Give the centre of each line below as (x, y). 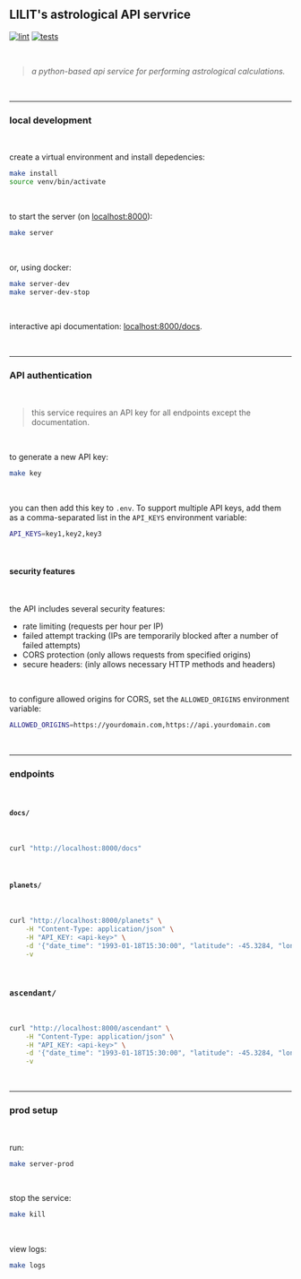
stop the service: (40, 1198)
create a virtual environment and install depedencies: (107, 157)
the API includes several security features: (87, 608)
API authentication (51, 376)
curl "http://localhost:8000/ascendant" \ (90, 1028)
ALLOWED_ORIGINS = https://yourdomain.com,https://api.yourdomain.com (140, 725)
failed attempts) (51, 645)
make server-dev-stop (50, 292)
